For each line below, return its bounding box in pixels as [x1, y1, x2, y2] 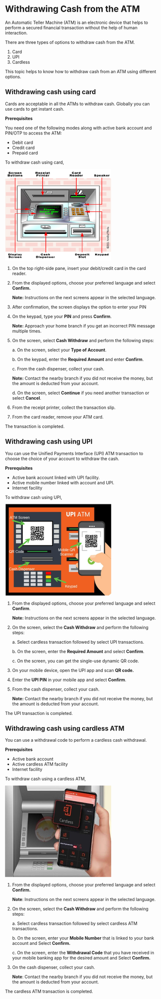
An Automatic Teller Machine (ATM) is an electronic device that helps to [5, 19, 148, 25]
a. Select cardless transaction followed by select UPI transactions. [12, 639, 145, 645]
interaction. [5, 30, 28, 36]
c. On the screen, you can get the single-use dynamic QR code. [12, 658, 139, 664]
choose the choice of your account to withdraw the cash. [5, 456, 120, 461]
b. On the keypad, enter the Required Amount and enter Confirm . [12, 356, 144, 362]
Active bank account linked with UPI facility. [12, 474, 100, 480]
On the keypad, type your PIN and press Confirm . [12, 313, 112, 319]
